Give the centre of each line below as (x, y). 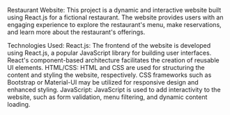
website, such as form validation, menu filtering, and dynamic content (107, 97)
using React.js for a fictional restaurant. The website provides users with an (115, 17)
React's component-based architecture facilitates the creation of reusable (113, 60)
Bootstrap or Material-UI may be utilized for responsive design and (103, 82)
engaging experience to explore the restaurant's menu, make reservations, (114, 25)
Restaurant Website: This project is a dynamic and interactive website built (114, 10)
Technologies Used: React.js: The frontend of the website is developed (109, 45)
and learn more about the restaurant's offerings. (76, 32)
